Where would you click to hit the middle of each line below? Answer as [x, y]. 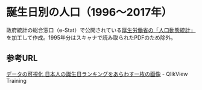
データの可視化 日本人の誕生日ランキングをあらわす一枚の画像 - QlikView [97, 74]
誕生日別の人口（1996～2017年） [89, 12]
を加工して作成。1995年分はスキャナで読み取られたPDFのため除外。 [91, 37]
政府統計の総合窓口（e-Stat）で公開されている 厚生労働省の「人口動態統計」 [101, 30]
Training [17, 80]
